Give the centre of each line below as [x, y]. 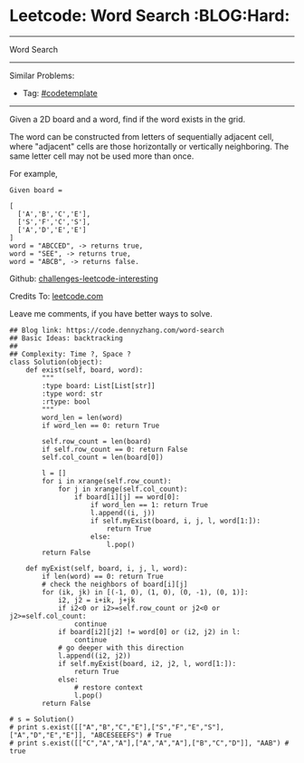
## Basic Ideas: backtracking [66, 338]
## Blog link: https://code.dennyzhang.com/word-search [117, 330]
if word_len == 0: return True [101, 426]
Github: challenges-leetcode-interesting [84, 279]
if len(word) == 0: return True [103, 576]
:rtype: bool [66, 401]
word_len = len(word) [83, 417]
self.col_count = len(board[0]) [103, 457]
